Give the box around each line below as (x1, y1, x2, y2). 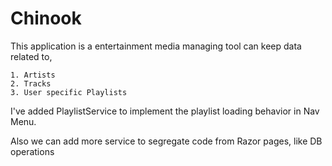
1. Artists (10, 70, 56, 80)
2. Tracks (10, 78, 52, 89)
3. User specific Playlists (10, 87, 128, 97)
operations (10, 145, 55, 157)
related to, (10, 50, 53, 62)
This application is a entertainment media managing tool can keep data (10, 40, 302, 52)
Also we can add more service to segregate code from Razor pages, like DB (10, 135, 323, 147)
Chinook (10, 7, 82, 30)
